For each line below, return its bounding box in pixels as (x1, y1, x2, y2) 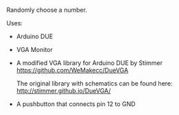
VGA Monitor (16, 46, 53, 53)
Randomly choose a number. (6, 6, 87, 14)
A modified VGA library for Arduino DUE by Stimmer (16, 59, 163, 67)
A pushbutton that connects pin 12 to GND (16, 100, 136, 108)
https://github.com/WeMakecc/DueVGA (16, 66, 128, 74)
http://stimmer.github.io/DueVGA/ (16, 87, 111, 94)
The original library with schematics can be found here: (16, 79, 173, 88)
